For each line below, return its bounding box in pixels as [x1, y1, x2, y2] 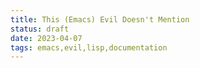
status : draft [10, 24, 70, 34]
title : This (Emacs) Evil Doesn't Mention [10, 14, 190, 25]
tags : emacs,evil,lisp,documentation [10, 42, 168, 53]
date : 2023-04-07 [10, 33, 83, 43]
